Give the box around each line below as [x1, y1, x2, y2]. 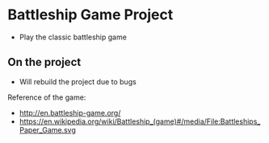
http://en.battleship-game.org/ [19, 108, 121, 117]
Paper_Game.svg [19, 125, 76, 134]
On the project [7, 55, 82, 69]
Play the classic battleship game [19, 32, 127, 42]
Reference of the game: [7, 92, 86, 102]
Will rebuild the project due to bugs [19, 76, 137, 86]
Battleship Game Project [7, 6, 174, 24]
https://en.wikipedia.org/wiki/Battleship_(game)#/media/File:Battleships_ [19, 116, 261, 126]
